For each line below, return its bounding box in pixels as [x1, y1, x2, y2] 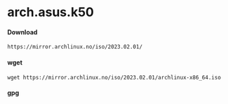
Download [7, 27, 38, 36]
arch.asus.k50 [7, 4, 95, 20]
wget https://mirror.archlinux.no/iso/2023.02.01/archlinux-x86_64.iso [7, 74, 221, 81]
